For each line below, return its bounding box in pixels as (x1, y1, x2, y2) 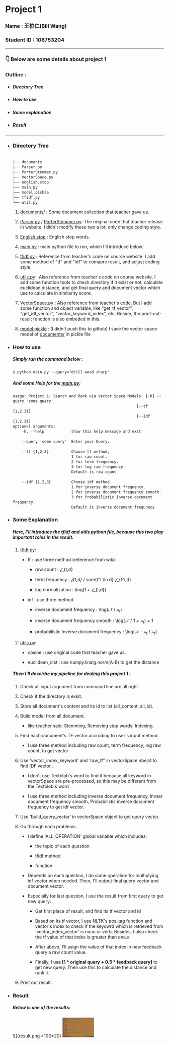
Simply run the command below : (12, 356, 83, 362)
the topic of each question (35, 843, 90, 849)
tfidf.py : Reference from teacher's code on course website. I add (20, 253, 155, 259)
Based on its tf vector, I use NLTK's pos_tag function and (35, 918, 152, 924)
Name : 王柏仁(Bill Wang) (5, 23, 67, 30)
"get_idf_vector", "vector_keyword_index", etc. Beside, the (20, 310, 141, 316)
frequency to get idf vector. (27, 803, 84, 810)
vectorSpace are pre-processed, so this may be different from (27, 778, 156, 784)
